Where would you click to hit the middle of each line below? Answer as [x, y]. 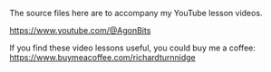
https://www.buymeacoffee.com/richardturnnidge [103, 57]
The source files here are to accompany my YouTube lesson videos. [136, 13]
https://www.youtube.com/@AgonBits [80, 30]
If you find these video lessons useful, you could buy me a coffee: [132, 48]
